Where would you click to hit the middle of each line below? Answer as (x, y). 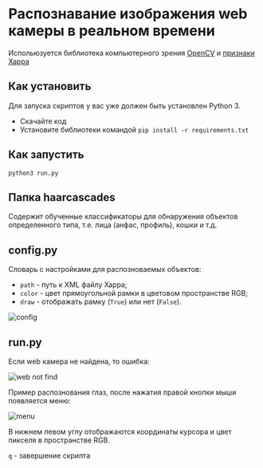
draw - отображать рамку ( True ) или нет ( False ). (100, 302)
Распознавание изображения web (128, 14)
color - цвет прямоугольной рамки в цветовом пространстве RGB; (134, 293)
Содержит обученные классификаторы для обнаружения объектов (123, 217)
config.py (33, 250)
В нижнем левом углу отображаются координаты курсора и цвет (120, 432)
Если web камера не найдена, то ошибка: (79, 361)
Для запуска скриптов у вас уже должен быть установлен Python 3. (124, 105)
